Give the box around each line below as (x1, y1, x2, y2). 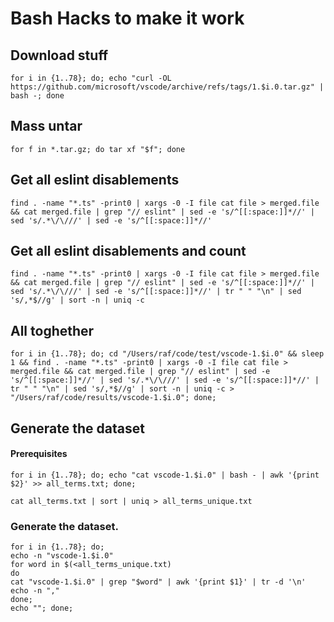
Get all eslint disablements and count (10, 243, 247, 260)
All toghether (10, 322, 95, 339)
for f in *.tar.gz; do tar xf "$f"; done (10, 144, 186, 154)
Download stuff (10, 47, 109, 64)
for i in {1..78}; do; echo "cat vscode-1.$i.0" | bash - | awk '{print (10, 470, 320, 480)
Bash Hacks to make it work (10, 7, 245, 30)
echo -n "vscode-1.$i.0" (10, 551, 114, 561)
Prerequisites (10, 448, 68, 460)
